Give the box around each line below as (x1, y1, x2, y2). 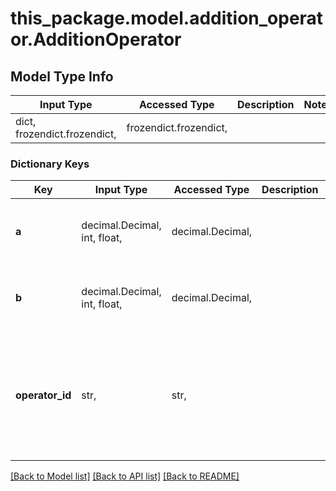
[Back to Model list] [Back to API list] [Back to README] (10, 470, 240, 482)
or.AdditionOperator (10, 28, 182, 51)
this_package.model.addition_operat (10, 7, 324, 30)
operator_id (15, 388, 72, 402)
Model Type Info (10, 68, 114, 85)
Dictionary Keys (10, 157, 90, 171)
